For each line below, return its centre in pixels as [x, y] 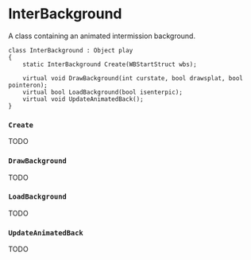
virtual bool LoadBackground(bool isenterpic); [102, 92]
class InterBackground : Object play [71, 50]
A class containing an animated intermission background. [102, 36]
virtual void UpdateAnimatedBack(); [83, 99]
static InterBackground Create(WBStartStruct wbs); [110, 64]
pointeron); [28, 85]
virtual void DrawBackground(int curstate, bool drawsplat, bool [133, 78]
